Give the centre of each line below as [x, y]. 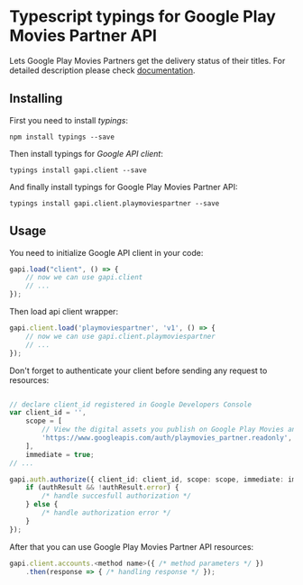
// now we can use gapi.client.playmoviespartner [121, 336]
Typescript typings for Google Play [143, 17]
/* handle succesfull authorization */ [117, 496]
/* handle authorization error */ [106, 513]
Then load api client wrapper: [64, 312]
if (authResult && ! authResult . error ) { [102, 488]
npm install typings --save [62, 137]
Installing [36, 99]
